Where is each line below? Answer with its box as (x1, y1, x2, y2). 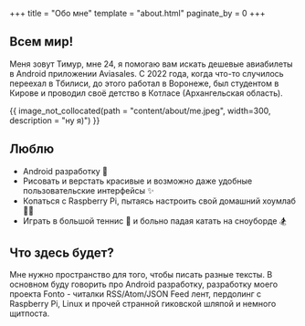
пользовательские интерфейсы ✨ (22, 184, 155, 195)
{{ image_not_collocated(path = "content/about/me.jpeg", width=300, (9, 105, 271, 116)
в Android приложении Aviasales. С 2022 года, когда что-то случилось (9, 68, 285, 79)
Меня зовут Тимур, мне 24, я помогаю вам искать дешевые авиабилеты (9, 58, 294, 69)
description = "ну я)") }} (9, 114, 100, 126)
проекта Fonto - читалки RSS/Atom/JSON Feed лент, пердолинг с (9, 289, 262, 300)
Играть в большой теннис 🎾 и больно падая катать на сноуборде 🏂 (22, 215, 288, 226)
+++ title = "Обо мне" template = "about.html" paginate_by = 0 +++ (9, 8, 266, 18)
